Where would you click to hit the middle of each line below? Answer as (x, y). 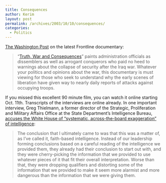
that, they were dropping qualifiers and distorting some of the (80, 165)
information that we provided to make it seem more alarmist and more (88, 170)
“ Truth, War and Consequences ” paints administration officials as (84, 56)
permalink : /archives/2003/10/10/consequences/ (55, 23)
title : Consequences (27, 10)
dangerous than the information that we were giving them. (77, 175)
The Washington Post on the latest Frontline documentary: (64, 47)
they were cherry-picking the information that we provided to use (84, 154)
